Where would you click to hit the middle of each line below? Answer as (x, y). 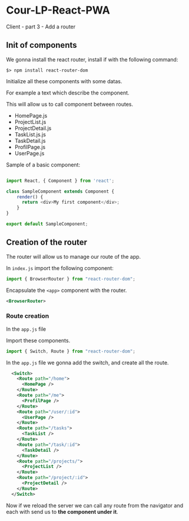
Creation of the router (47, 242)
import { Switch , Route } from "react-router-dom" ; (71, 351)
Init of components (42, 45)
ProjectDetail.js (33, 128)
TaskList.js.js (30, 134)
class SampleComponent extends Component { (60, 191)
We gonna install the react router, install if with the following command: (92, 59)
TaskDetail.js (30, 141)
